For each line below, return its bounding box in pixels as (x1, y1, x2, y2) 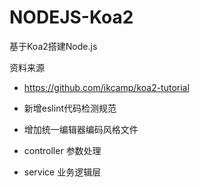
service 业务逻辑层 (23, 166, 102, 178)
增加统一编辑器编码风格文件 (23, 123, 139, 135)
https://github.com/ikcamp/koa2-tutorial (23, 81, 190, 93)
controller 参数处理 (23, 144, 102, 156)
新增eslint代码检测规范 (23, 102, 117, 114)
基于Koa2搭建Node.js (9, 40, 98, 52)
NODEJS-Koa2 (9, 6, 134, 29)
